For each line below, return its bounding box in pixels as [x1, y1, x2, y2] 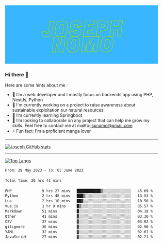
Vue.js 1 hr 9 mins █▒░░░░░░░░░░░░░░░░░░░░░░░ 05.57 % [5, 204, 153, 209]
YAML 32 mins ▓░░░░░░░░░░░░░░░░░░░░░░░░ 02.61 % [5, 229, 153, 234]
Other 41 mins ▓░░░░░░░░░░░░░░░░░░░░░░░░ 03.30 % [5, 214, 153, 219]
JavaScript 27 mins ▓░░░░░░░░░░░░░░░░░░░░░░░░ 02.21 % [5, 234, 153, 240]
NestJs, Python [12, 97, 43, 103]
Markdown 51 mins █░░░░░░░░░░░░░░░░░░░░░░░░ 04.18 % [5, 209, 153, 214]
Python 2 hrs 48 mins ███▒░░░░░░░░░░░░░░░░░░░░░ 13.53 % [5, 193, 153, 198]
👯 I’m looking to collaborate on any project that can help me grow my [12, 118, 150, 123]
